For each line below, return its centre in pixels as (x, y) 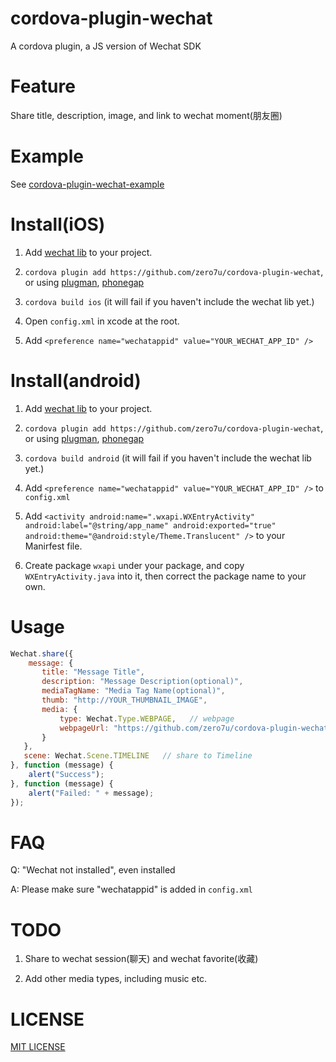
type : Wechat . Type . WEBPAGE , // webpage (147, 718)
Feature (43, 86)
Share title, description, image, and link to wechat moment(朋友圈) (146, 115)
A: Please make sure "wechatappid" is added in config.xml (131, 889)
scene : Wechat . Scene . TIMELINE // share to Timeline (138, 756)
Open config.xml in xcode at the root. (102, 321)
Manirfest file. (53, 546)
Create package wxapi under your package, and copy (134, 565)
